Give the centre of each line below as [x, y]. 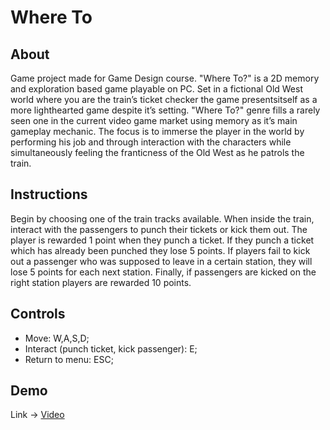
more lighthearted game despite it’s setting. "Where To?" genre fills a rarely [165, 110]
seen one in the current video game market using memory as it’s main [154, 120]
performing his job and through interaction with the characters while [151, 142]
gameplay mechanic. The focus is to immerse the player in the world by [157, 131]
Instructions [49, 194]
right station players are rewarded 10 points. [101, 282]
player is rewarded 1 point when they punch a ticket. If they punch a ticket [162, 240]
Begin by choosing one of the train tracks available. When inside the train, [162, 218]
